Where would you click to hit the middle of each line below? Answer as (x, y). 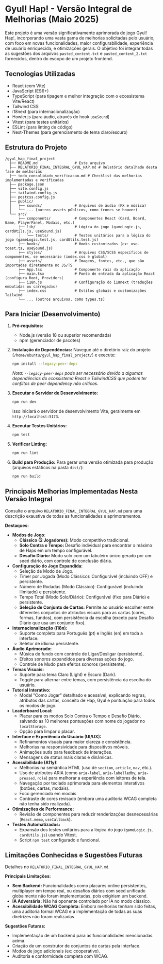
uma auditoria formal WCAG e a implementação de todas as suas (77, 911)
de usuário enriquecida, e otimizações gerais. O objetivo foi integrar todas (79, 48)
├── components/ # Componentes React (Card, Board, (82, 218)
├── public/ (22, 201)
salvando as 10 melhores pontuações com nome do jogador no (82, 721)
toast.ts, (15, 248)
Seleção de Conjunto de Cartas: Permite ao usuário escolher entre (86, 607)
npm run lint (25, 453)
